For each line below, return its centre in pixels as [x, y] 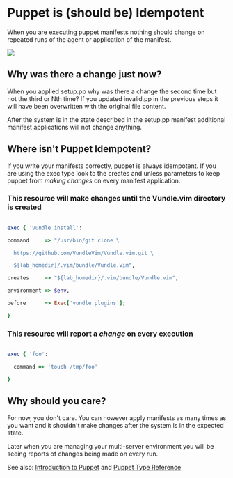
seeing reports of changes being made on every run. [83, 454]
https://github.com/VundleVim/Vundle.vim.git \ [84, 253]
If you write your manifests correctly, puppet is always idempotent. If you [112, 166]
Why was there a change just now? [85, 75]
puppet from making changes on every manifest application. [94, 180]
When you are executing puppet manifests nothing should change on [106, 32]
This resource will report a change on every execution [100, 334]
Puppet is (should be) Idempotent [106, 13]
